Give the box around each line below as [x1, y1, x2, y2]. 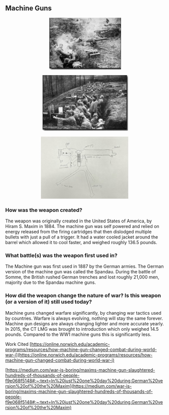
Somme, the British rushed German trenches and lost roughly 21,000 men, [5, 274, 159, 280]
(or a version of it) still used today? [5, 299, 92, 306]
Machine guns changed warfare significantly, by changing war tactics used [5, 310, 161, 316]
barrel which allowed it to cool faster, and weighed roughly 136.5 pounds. [5, 240, 157, 246]
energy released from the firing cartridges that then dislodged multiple [5, 229, 152, 235]
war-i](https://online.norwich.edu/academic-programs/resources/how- [5, 351, 153, 358]
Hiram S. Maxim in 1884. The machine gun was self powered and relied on [5, 223, 160, 229]
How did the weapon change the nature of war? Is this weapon [5, 292, 161, 299]
